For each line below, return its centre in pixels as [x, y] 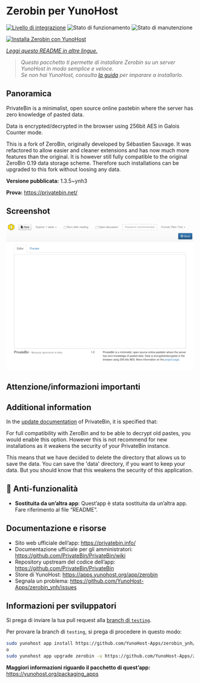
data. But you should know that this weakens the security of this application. [100, 470]
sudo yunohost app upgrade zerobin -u [54, 656]
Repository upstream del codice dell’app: [65, 562]
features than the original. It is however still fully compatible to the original [97, 156]
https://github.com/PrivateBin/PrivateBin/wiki [70, 555]
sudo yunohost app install [40, 644]
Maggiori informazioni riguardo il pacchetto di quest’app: [78, 667]
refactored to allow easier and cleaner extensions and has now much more [98, 150]
